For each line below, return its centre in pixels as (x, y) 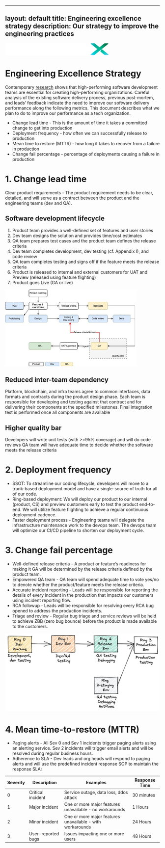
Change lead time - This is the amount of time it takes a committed (80, 123)
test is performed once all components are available (58, 412)
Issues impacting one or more (94, 834)
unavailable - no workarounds (95, 810)
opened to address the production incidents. (57, 611)
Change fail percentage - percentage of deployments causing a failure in (86, 154)
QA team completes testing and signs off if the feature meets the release (86, 262)
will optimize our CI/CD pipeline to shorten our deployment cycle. (78, 530)
